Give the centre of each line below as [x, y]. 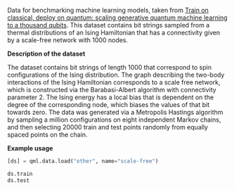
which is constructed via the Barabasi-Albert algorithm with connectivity [112, 90]
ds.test [19, 180]
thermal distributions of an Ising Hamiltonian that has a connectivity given [114, 32]
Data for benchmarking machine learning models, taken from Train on [108, 10]
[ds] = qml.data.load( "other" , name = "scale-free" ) [83, 161]
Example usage [30, 148]
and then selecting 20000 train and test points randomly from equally [108, 127]
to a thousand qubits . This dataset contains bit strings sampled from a [109, 25]
